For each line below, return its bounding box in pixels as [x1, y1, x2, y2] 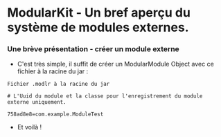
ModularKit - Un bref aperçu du [7, 5, 191, 21]
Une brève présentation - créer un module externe [7, 44, 180, 54]
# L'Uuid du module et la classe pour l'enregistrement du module [7, 93, 203, 100]
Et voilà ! [17, 123, 42, 131]
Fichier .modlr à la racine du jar [7, 81, 110, 88]
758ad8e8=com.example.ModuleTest [7, 111, 104, 118]
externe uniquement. [7, 99, 67, 106]
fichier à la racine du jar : [17, 67, 89, 75]
